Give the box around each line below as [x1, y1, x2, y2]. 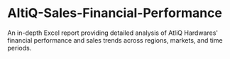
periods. [7, 43, 32, 52]
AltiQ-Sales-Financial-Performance [7, 5, 222, 21]
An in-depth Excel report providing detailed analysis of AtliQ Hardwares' [7, 28, 219, 37]
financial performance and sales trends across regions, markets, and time [7, 36, 223, 44]
